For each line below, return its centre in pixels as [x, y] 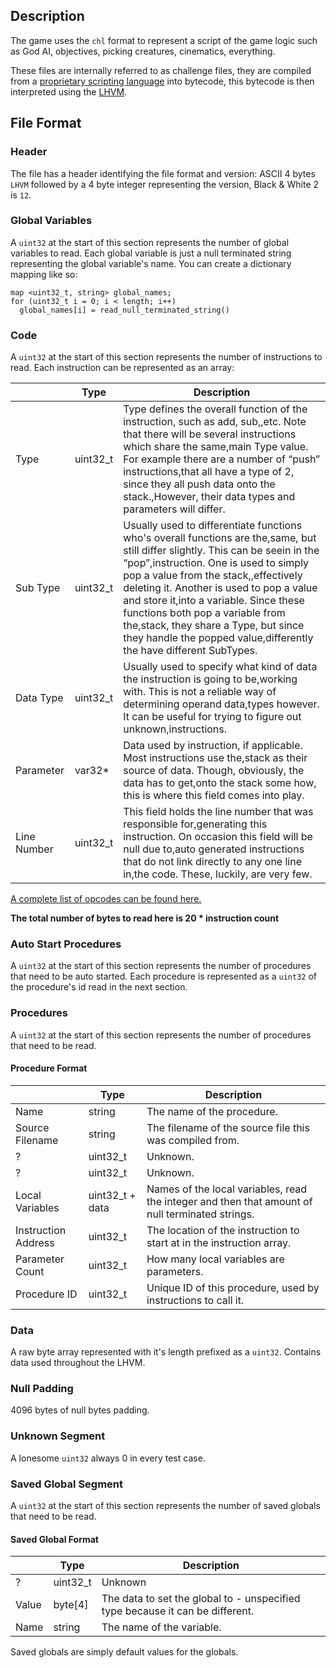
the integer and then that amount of [229, 1201]
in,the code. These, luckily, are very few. [218, 874]
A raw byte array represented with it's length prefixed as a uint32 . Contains [166, 1352]
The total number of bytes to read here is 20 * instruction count [145, 918]
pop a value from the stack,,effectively [213, 576]
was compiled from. [193, 1140]
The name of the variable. [161, 1627]
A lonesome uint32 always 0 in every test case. [108, 1458]
